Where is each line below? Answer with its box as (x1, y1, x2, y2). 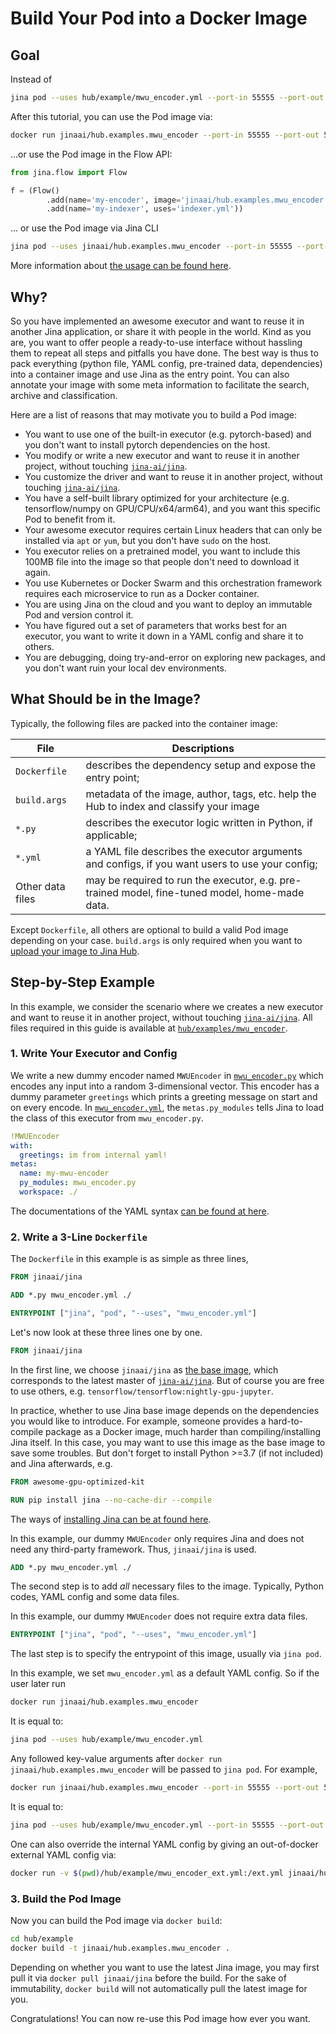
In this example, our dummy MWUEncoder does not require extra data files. (10, 1610, 308, 1622)
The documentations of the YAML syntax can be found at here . (10, 1205, 270, 1217)
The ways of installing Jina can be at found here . (10, 1513, 212, 1525)
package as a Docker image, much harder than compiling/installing (45, 1425, 322, 1437)
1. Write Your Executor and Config (10, 1047, 178, 1061)
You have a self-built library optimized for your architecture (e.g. (24, 492, 290, 504)
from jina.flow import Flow (10, 167, 128, 177)
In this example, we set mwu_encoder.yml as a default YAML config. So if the (10, 1667, 320, 1679)
